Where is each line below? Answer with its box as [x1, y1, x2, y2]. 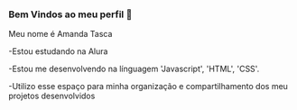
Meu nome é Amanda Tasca [8, 29, 113, 40]
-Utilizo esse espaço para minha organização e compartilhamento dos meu [8, 81, 288, 92]
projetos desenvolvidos [8, 90, 96, 102]
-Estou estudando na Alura [8, 46, 108, 57]
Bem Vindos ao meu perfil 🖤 [8, 8, 133, 21]
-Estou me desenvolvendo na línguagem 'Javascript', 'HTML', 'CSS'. [8, 63, 260, 75]
